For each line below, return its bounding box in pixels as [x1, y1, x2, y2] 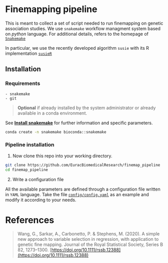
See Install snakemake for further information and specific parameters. [5, 120, 153, 126]
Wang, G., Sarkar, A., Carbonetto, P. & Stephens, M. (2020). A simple [17, 231, 160, 237]
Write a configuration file [12, 176, 64, 182]
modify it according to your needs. [5, 197, 77, 203]
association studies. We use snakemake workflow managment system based [5, 25, 161, 31]
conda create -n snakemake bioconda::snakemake [5, 129, 107, 134]
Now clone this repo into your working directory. [12, 152, 113, 159]
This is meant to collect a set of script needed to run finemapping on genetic [5, 20, 163, 26]
